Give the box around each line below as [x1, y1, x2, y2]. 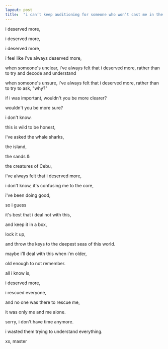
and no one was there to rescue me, [5, 299, 80, 305]
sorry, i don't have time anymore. [5, 318, 74, 324]
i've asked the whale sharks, [5, 134, 64, 140]
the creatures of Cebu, [5, 163, 52, 169]
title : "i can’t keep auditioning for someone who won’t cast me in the [5, 12, 163, 17]
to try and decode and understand [5, 70, 76, 76]
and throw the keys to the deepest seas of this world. [5, 241, 116, 247]
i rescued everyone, [5, 289, 47, 295]
